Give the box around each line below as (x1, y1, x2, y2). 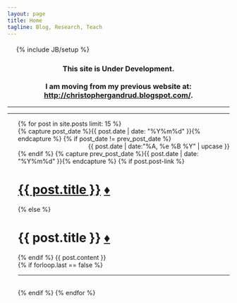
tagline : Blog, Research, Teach (7, 23, 102, 30)
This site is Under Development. (62, 64, 175, 73)
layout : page (7, 10, 46, 18)
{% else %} (17, 205, 51, 213)
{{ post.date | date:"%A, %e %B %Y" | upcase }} (87, 142, 230, 150)
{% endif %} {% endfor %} (17, 288, 96, 297)
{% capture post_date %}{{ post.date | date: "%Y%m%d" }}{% (17, 127, 201, 135)
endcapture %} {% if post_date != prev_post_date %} (17, 135, 171, 143)
